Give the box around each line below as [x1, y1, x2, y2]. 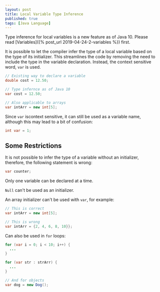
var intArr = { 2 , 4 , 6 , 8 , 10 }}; [5, 224, 73, 229]
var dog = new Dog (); [5, 282, 49, 287]
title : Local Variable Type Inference [5, 12, 83, 17]
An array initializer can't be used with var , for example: [5, 197, 114, 202]
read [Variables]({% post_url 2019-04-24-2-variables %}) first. [5, 39, 130, 45]
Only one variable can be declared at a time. [5, 178, 94, 184]
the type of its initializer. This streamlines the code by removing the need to [5, 54, 156, 60]
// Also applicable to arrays [5, 100, 66, 105]
